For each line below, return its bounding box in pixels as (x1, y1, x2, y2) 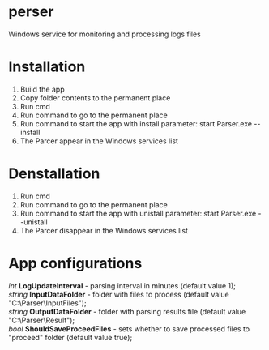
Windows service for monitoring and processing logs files (8, 29, 201, 39)
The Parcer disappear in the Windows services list (19, 225, 189, 235)
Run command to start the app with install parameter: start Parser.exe (19, 118, 253, 128)
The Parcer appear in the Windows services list (19, 136, 178, 146)
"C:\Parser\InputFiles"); (8, 298, 87, 308)
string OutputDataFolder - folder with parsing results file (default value (8, 306, 246, 316)
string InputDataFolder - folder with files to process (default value (8, 289, 229, 299)
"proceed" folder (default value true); (8, 332, 133, 342)
